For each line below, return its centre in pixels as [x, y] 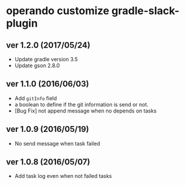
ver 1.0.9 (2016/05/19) [48, 129]
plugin [22, 23]
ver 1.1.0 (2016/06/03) [48, 84]
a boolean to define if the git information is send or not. [82, 104]
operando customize [58, 11]
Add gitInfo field [36, 98]
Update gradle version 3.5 [46, 59]
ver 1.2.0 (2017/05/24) [48, 45]
